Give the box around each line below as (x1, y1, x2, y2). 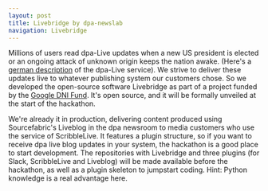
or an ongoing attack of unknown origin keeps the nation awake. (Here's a (8, 57, 252, 66)
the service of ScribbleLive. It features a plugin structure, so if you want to (8, 131, 253, 141)
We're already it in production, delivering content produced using (8, 115, 223, 124)
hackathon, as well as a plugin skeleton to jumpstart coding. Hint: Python (8, 165, 247, 175)
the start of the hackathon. (8, 99, 96, 108)
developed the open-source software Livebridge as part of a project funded (8, 82, 258, 92)
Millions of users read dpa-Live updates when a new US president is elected (8, 49, 259, 58)
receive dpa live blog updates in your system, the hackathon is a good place (8, 140, 259, 150)
